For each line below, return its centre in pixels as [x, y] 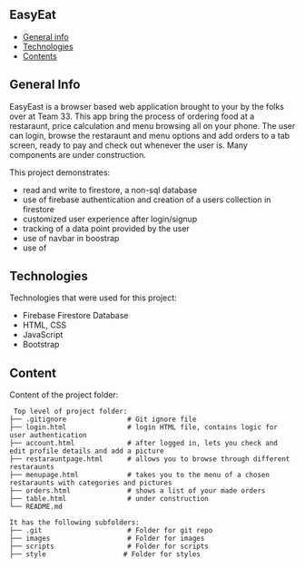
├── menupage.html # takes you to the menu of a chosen [140, 475]
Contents [39, 56]
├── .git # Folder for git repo [111, 531]
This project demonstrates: [60, 172]
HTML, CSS [44, 325]
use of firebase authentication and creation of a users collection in [147, 200]
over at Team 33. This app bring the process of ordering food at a [132, 116]
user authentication [49, 436]
